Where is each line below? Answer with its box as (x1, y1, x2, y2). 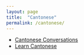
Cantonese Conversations (14, 36, 78, 44)
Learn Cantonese (14, 42, 57, 50)
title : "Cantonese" (6, 14, 57, 20)
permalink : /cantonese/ (6, 20, 65, 26)
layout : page (6, 8, 38, 15)
